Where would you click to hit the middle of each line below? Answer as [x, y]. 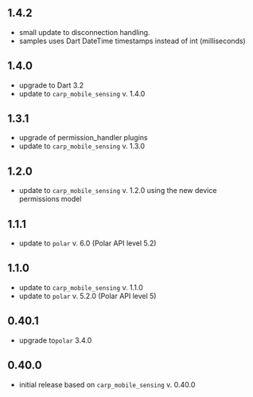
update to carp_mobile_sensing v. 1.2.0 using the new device [118, 191]
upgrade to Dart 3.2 [51, 85]
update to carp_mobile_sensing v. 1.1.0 [81, 287]
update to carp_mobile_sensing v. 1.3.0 [82, 146]
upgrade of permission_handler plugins [83, 138]
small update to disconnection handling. [84, 32]
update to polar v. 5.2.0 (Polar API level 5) [88, 296]
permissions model [50, 199]
